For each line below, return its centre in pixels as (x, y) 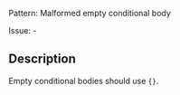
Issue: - (23, 30)
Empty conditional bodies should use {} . (84, 81)
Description (42, 59)
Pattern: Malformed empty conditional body (90, 13)
